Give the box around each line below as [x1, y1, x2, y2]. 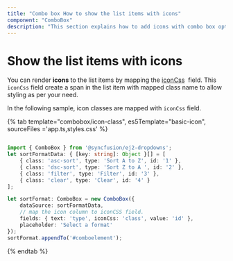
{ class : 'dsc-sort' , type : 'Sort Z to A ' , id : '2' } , [19, 164, 185, 171]
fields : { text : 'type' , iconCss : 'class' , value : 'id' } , [19, 215, 194, 222]
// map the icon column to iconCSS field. [19, 209, 144, 216]
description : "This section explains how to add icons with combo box [7, 23, 216, 30]
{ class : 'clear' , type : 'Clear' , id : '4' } [19, 176, 150, 184]
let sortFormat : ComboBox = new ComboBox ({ [7, 196, 135, 203]
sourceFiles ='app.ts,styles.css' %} [7, 125, 108, 133]
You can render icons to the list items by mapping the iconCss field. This [7, 76, 217, 84]
